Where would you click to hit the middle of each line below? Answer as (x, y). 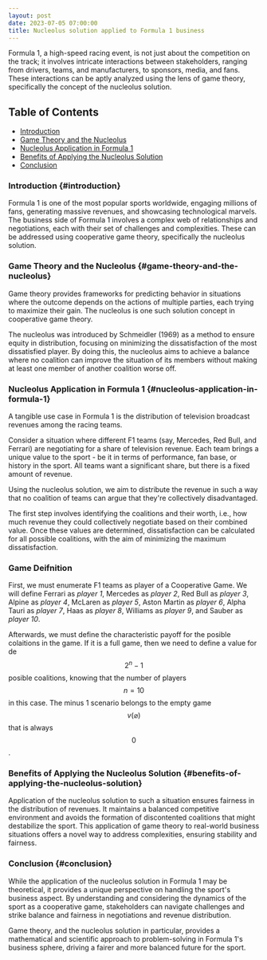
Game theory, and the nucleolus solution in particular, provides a (114, 930)
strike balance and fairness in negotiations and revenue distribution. (120, 915)
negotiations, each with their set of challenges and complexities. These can (132, 229)
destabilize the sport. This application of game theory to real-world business (134, 826)
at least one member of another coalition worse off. (92, 368)
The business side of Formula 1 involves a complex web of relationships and (133, 220)
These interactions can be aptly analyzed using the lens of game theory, (127, 79)
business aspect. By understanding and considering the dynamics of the (128, 898)
